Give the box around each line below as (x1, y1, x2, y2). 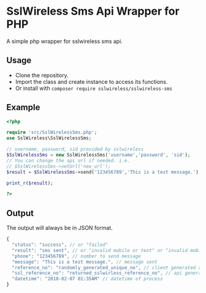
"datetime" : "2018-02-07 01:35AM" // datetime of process (12, 276, 164, 282)
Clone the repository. (15, 72, 69, 79)
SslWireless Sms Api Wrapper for (6, 4, 180, 18)
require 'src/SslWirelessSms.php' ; (6, 130, 97, 136)
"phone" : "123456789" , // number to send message (12, 253, 141, 259)
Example (6, 102, 40, 113)
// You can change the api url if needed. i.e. (6, 157, 131, 163)
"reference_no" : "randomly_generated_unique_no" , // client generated (12, 264, 196, 270)
